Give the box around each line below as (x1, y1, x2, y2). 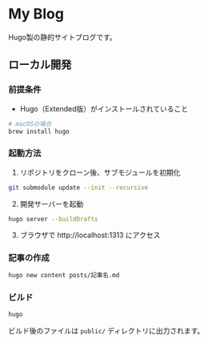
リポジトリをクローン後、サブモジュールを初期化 (19, 167, 182, 177)
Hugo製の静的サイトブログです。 (8, 32, 118, 42)
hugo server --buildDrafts (8, 215, 98, 223)
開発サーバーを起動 (19, 199, 84, 208)
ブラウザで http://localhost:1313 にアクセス (19, 230, 161, 240)
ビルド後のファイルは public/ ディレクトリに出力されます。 (8, 325, 205, 335)
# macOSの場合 (8, 119, 52, 128)
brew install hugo (8, 127, 70, 135)
